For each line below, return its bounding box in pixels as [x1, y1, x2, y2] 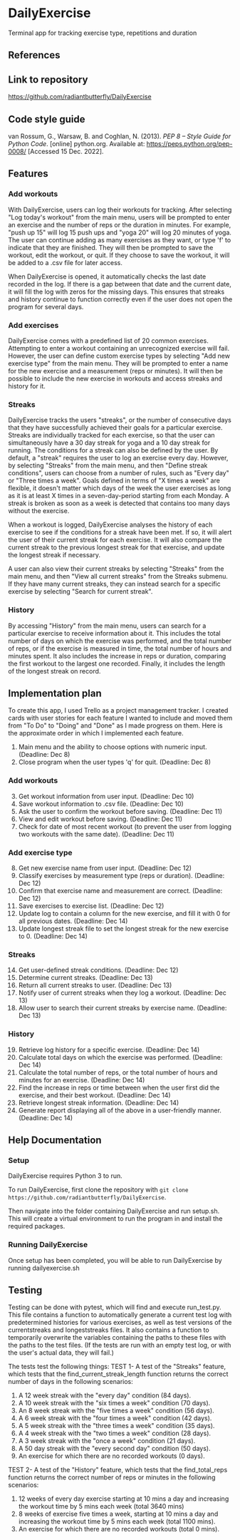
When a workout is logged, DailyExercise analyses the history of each [8, 520, 213, 529]
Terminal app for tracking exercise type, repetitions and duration [8, 29, 197, 37]
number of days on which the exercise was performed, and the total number [8, 636, 232, 645]
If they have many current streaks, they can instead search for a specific [8, 579, 221, 589]
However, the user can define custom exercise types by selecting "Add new [8, 351, 231, 360]
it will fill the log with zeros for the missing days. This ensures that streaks [8, 287, 225, 296]
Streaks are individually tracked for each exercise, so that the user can [8, 431, 216, 440]
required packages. [8, 1222, 66, 1231]
